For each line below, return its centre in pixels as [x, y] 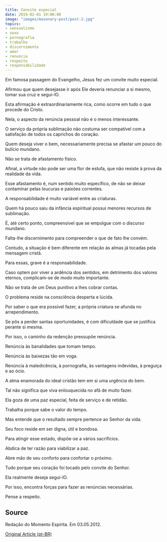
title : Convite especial [31, 10]
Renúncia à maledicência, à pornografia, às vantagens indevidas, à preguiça [83, 366]
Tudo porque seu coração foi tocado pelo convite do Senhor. [68, 468]
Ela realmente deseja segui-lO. [37, 478]
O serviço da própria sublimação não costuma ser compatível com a [75, 129]
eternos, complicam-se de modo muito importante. [57, 278]
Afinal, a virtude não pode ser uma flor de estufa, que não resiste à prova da [83, 169]
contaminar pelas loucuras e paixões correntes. [54, 189]
